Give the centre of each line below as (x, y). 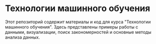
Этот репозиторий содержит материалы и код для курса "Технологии (78, 22)
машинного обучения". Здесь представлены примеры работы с (72, 27)
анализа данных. (22, 37)
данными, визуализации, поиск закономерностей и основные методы (78, 32)
